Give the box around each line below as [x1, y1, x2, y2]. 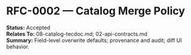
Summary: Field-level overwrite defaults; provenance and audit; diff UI [6, 36, 182, 44]
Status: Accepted [6, 24, 51, 31]
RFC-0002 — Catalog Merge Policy [6, 4, 186, 18]
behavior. [6, 43, 30, 50]
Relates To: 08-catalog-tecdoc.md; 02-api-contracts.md [6, 30, 148, 37]
